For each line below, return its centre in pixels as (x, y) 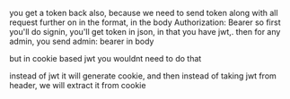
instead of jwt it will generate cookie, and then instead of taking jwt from (143, 76)
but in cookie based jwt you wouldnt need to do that (105, 58)
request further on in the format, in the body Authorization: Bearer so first (145, 22)
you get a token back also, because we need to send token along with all (144, 13)
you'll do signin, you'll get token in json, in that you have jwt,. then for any (145, 32)
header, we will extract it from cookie (78, 85)
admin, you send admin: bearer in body (82, 41)
